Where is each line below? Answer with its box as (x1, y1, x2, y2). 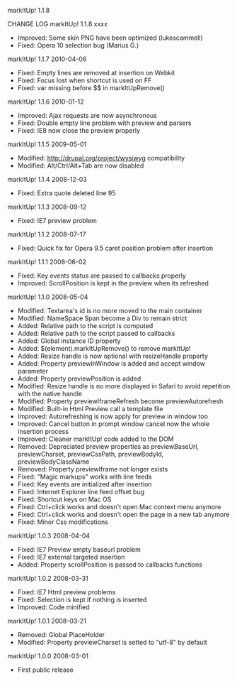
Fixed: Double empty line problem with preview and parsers (17, 119, 192, 127)
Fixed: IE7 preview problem (17, 217, 97, 224)
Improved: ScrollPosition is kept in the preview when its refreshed (17, 279, 209, 287)
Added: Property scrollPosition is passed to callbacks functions (17, 560, 203, 569)
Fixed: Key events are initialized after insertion (17, 480, 152, 489)
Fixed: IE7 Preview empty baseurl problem (17, 545, 141, 553)
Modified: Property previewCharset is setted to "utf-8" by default (17, 638, 207, 646)
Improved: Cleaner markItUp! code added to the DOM (17, 435, 174, 443)
